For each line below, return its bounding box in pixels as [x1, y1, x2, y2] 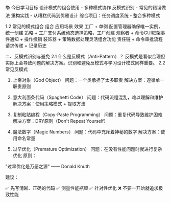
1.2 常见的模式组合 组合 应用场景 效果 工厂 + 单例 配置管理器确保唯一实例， [5, 24, 163, 29]
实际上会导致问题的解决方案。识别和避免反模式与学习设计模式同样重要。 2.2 [5, 60, 166, 65]
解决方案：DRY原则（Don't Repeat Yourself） [12, 118, 109, 124]
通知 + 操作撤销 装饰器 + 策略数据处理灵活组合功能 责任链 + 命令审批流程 [9, 36, 163, 42]
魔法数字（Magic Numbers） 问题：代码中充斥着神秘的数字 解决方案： [12, 129, 161, 134]
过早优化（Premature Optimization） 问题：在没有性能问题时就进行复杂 [12, 146, 162, 152]
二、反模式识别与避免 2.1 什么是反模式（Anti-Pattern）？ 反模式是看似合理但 [5, 53, 165, 59]
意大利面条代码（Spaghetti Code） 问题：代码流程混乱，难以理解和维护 [12, 94, 163, 100]
